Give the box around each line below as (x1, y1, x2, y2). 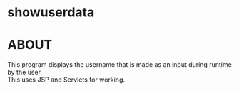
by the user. (7, 68, 43, 77)
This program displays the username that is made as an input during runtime (7, 60, 232, 69)
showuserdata (7, 4, 95, 21)
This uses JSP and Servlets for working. (7, 75, 126, 84)
